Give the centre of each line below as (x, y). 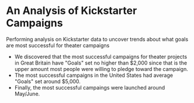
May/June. (27, 94)
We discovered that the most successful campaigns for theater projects (101, 56)
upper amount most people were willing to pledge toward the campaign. (101, 69)
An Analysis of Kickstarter (72, 11)
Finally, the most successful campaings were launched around (90, 87)
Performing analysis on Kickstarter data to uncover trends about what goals (97, 39)
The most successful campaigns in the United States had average (94, 75)
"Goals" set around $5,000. (47, 81)
